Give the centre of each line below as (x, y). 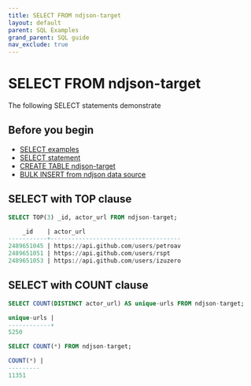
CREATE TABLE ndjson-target (67, 165)
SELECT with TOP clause (70, 199)
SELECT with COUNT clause (78, 286)
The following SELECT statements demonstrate (85, 106)
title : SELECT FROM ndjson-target (65, 15)
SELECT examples (49, 149)
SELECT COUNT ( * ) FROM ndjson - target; (70, 347)
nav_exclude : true (38, 45)
